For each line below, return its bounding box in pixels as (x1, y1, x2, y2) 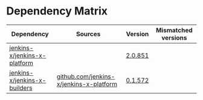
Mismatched (156, 26, 193, 34)
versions (161, 33, 187, 42)
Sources (76, 30, 101, 38)
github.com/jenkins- (56, 72, 115, 81)
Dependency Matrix (6, 4, 108, 18)
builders (9, 83, 33, 92)
